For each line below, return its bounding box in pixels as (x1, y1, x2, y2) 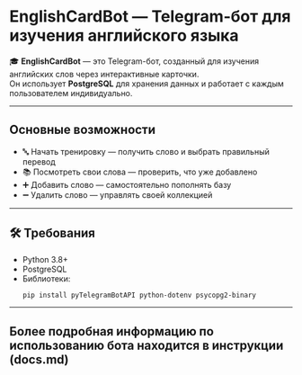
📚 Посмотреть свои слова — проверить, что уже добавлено (22, 166, 258, 177)
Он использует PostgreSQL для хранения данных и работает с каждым (9, 78, 285, 89)
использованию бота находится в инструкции (9, 337, 284, 353)
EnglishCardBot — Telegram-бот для (9, 6, 291, 27)
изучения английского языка (9, 25, 240, 46)
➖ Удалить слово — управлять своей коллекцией (22, 189, 213, 200)
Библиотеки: (22, 272, 71, 284)
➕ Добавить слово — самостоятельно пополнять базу (22, 179, 232, 190)
